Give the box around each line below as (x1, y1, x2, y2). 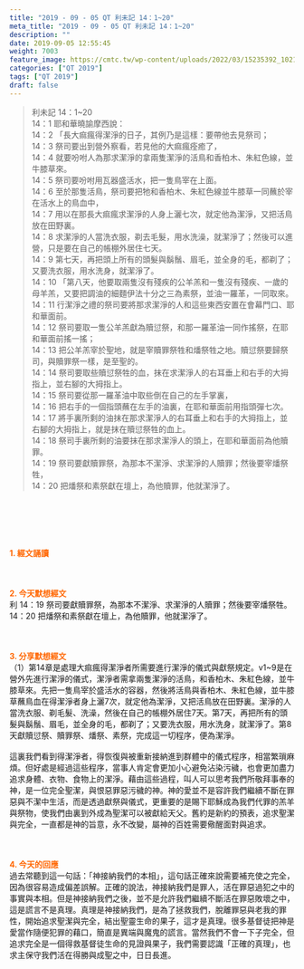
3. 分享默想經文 (9, 650, 67, 661)
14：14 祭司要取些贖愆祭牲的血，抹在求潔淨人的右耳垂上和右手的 (31, 367, 273, 378)
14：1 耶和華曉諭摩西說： (31, 118, 126, 129)
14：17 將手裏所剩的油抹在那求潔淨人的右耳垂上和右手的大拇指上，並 (31, 412, 289, 423)
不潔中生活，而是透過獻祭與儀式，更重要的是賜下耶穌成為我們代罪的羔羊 (24, 796, 295, 807)
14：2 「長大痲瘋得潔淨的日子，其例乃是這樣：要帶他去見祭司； (31, 129, 270, 140)
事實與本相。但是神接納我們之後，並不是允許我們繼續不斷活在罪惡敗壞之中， (9, 893, 295, 904)
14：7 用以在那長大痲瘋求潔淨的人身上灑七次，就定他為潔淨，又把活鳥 (31, 208, 293, 219)
